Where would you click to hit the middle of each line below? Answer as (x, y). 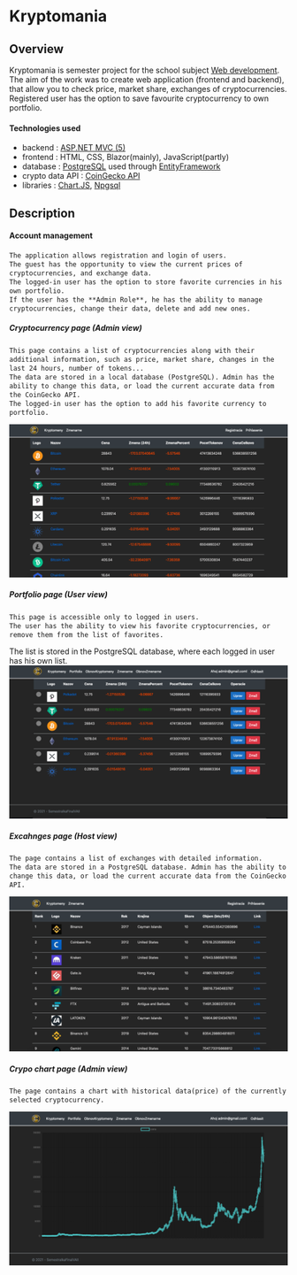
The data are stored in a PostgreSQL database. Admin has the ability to (148, 868)
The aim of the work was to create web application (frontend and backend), (147, 80)
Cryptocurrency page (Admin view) (76, 328)
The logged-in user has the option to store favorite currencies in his (146, 282)
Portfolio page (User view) (58, 595)
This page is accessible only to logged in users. (104, 617)
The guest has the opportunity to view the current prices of (126, 264)
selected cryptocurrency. (57, 1100)
